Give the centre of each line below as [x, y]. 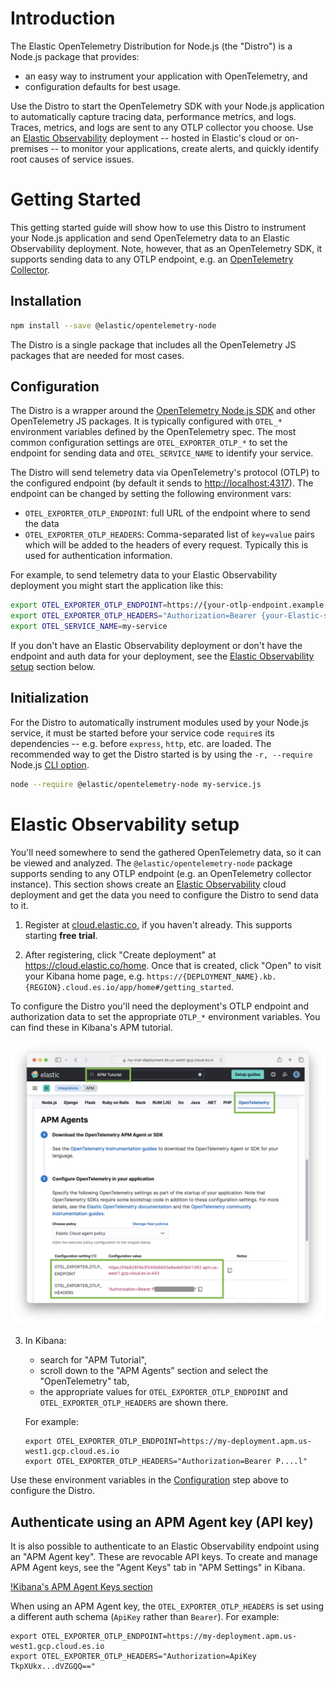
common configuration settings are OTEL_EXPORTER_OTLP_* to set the [149, 443]
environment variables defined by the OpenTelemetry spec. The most [153, 432]
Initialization [50, 698]
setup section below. [53, 666]
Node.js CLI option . [50, 764]
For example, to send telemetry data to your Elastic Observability [144, 575]
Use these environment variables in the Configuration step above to [149, 1480]
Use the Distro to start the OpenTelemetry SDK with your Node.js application [167, 106]
